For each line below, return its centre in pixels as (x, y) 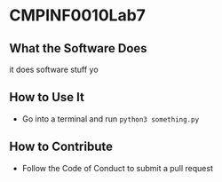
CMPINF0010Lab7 (78, 16)
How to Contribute (61, 147)
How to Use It (47, 97)
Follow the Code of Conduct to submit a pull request (117, 168)
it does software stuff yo (54, 69)
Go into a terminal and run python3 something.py (111, 119)
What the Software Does (79, 48)
